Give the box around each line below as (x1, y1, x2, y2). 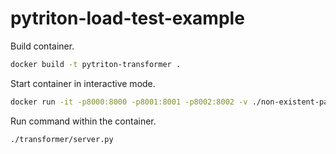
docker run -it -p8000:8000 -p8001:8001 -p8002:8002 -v (10, 97, 248, 107)
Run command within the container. (10, 115, 157, 127)
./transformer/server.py (10, 134, 114, 144)
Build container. (10, 40, 75, 52)
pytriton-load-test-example (10, 7, 245, 30)
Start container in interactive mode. (10, 77, 156, 89)
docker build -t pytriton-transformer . (10, 59, 182, 69)
